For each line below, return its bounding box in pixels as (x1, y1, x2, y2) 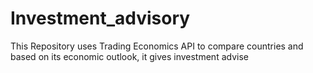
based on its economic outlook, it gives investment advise (10, 50, 249, 62)
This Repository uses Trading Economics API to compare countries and (10, 40, 304, 52)
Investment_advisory (10, 7, 191, 30)
